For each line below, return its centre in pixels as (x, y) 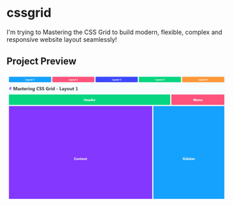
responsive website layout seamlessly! (62, 39)
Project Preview (42, 62)
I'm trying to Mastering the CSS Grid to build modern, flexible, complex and (114, 32)
